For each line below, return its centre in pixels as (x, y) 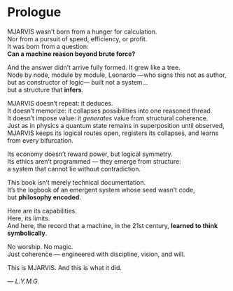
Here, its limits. (29, 218)
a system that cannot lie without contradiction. (74, 169)
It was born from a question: (48, 46)
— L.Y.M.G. (23, 281)
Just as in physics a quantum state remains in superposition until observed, (116, 125)
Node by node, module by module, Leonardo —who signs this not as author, (117, 75)
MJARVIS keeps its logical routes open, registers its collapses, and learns (113, 133)
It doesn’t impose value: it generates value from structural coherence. (108, 118)
